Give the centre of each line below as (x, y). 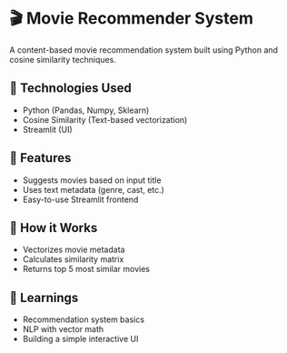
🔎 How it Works (54, 228)
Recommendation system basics (84, 319)
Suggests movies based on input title (92, 180)
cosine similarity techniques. (63, 59)
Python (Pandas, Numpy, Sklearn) (86, 110)
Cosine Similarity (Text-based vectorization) (105, 119)
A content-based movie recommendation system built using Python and (144, 50)
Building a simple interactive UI (80, 339)
